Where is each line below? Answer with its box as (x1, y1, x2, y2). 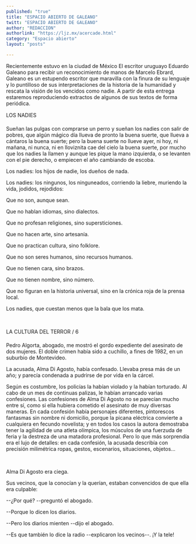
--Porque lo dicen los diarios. (6, 508, 77, 515)
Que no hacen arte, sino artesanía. (6, 230, 90, 237)
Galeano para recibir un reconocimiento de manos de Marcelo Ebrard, (6, 69, 174, 76)
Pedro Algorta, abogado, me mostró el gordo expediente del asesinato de (6, 341, 183, 349)
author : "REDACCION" (6, 25, 57, 31)
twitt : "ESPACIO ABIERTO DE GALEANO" (6, 19, 98, 25)
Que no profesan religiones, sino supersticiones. (6, 219, 123, 226)
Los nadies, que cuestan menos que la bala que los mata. (6, 305, 145, 312)
